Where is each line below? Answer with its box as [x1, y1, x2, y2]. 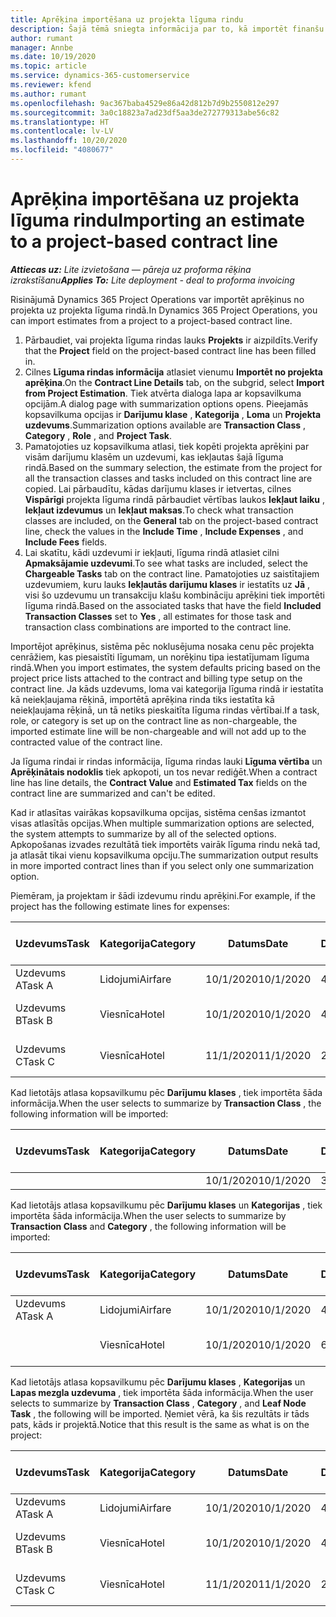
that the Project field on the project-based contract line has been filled [24, 344, 317, 356]
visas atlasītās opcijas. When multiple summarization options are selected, [10, 817, 315, 829]
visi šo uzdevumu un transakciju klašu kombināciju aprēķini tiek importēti [24, 589, 325, 601]
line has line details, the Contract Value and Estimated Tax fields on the [10, 776, 308, 788]
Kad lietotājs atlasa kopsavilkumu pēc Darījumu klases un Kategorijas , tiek [10, 1199, 323, 1211]
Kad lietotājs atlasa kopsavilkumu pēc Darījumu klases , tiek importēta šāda [10, 1086, 323, 1098]
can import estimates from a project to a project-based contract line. [10, 314, 293, 326]
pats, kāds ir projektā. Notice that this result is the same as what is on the [10, 1418, 310, 1430]
